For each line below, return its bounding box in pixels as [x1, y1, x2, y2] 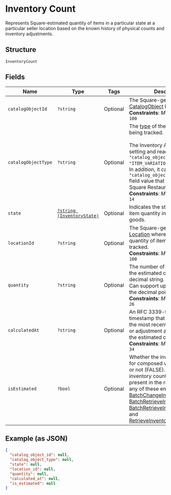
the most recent [129, 321, 167, 328]
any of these [129, 385, 159, 392]
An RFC [129, 308, 148, 315]
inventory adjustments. [5, 31, 53, 37]
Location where [129, 230, 166, 238]
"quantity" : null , [10, 471, 49, 476]
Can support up [129, 282, 166, 289]
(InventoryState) [57, 213, 99, 219]
